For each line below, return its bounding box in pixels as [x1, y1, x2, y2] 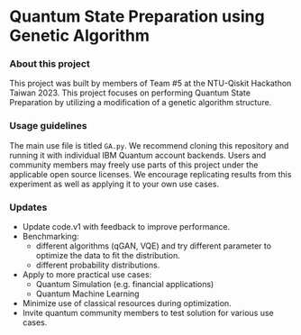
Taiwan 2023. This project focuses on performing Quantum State [9, 87, 251, 98]
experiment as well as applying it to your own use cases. [9, 178, 219, 189]
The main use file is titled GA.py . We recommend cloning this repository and [9, 140, 289, 150]
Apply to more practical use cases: [22, 269, 152, 280]
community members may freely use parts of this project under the [9, 159, 259, 170]
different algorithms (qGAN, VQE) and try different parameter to [35, 240, 272, 251]
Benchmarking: [22, 231, 79, 242]
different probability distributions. [35, 259, 160, 271]
